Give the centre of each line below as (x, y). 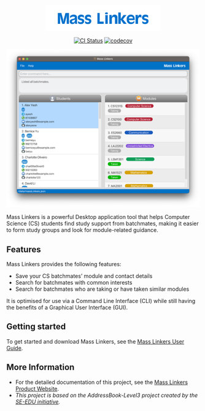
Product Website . (37, 388)
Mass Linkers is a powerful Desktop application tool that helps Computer (98, 217)
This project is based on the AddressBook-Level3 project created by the (106, 395)
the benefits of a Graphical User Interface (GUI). (67, 307)
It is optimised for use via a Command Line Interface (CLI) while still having (101, 301)
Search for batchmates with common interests (74, 283)
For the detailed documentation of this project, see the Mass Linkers (102, 382)
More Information (41, 367)
